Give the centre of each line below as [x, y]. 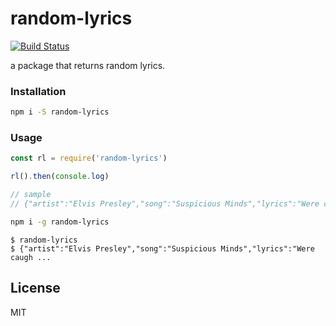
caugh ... [31, 257]
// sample [31, 195]
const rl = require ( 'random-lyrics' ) [89, 158]
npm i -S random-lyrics [60, 112]
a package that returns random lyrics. [88, 65]
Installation [38, 91]
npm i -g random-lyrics [60, 222]
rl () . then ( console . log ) [60, 177]
